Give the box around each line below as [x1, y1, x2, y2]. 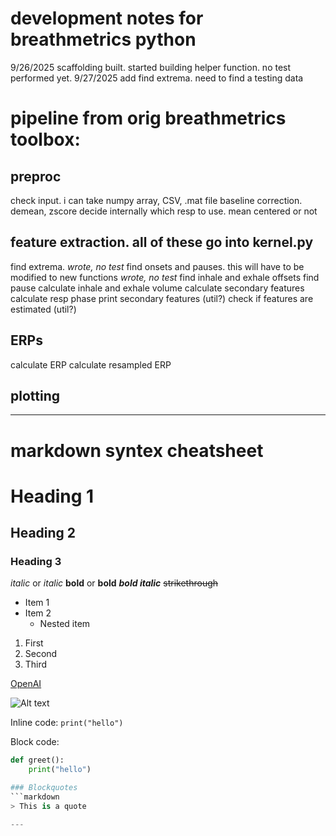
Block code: [10, 736, 60, 748]
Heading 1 [10, 485, 95, 507]
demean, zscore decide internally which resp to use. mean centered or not [10, 205, 318, 217]
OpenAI [10, 678, 42, 690]
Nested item [39, 618, 91, 630]
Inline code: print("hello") [10, 717, 124, 729]
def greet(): [10, 755, 65, 766]
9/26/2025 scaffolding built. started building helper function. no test [10, 61, 292, 73]
